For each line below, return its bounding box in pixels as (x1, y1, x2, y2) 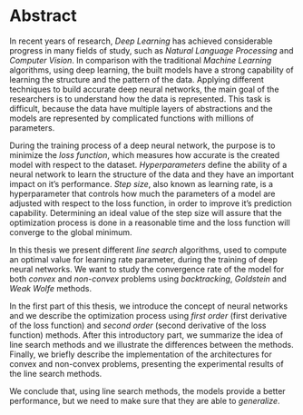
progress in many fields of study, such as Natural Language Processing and (9, 44, 294, 55)
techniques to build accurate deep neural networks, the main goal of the (9, 84, 279, 94)
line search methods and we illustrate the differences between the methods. (9, 339, 294, 350)
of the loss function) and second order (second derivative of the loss (9, 320, 267, 331)
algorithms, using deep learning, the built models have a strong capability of (9, 64, 294, 75)
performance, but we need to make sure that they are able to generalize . (9, 395, 280, 406)
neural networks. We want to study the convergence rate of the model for (9, 263, 284, 274)
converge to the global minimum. (9, 226, 133, 237)
